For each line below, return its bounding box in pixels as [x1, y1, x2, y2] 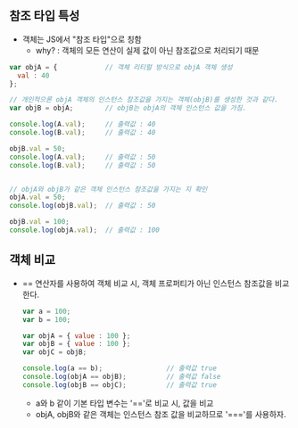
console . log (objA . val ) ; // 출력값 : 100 [9, 226, 161, 235]
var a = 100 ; [21, 307, 71, 316]
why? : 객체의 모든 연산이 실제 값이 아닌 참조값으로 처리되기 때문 [35, 45, 260, 55]
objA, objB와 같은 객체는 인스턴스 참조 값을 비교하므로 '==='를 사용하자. [35, 408, 286, 419]
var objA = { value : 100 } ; [21, 331, 131, 341]
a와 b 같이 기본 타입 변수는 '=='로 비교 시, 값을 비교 [35, 398, 214, 408]
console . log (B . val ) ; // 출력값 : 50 [9, 160, 156, 169]
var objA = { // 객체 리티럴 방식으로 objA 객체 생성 [9, 62, 233, 71]
